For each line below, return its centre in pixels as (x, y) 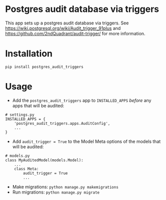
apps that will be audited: (38, 105)
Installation (29, 54)
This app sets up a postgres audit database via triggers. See (67, 23)
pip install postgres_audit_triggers (44, 67)
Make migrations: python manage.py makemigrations (65, 187)
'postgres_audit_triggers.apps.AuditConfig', (62, 123)
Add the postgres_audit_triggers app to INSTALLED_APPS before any (82, 100)
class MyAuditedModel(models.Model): (44, 160)
